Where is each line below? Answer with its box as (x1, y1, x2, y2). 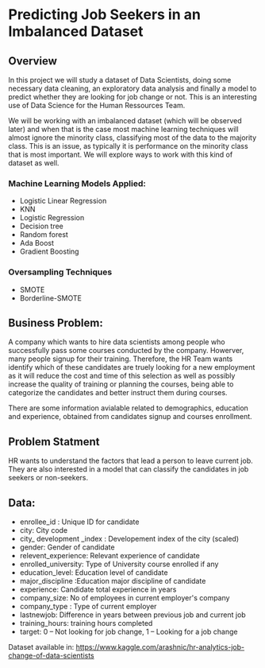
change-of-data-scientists (8, 651, 95, 661)
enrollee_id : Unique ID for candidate (19, 517, 140, 526)
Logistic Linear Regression (19, 196, 107, 206)
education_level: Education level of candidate (19, 568, 168, 577)
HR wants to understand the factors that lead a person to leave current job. (8, 456, 253, 466)
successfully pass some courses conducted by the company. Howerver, (8, 346, 244, 355)
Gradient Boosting (19, 247, 79, 256)
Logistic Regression (19, 213, 85, 223)
